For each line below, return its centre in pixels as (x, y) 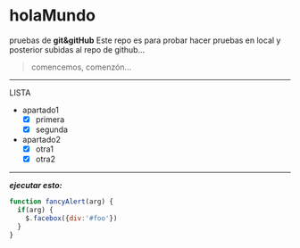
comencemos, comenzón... (81, 67)
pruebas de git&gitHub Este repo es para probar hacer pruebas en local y (145, 40)
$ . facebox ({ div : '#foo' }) (71, 218)
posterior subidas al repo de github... (77, 49)
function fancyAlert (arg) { (62, 202)
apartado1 (41, 110)
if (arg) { (35, 211)
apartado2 (41, 140)
